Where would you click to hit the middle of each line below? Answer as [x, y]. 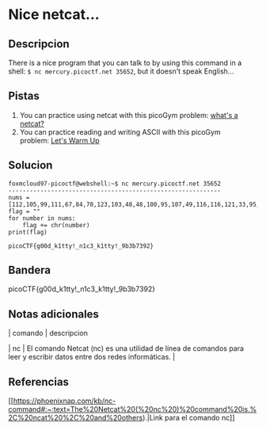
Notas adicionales [53, 314]
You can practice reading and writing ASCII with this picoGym [120, 131]
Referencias [39, 382]
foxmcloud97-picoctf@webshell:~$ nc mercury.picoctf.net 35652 [115, 184]
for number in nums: [42, 218]
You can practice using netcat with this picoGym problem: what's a [129, 115]
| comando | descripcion [48, 333]
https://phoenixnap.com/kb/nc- [65, 401]
